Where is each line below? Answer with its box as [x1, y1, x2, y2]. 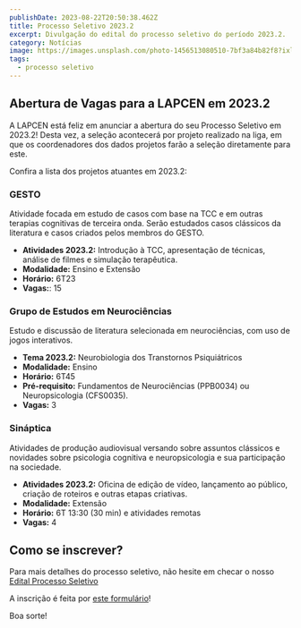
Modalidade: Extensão [21, 497, 107, 508]
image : [9, 47, 34, 55]
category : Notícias [9, 38, 82, 47]
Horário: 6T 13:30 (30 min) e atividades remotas [21, 507, 202, 518]
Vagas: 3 [21, 400, 56, 411]
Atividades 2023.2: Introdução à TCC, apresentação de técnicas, [21, 244, 266, 255]
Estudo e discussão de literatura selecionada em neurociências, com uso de [9, 326, 291, 336]
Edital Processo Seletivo [9, 576, 99, 587]
